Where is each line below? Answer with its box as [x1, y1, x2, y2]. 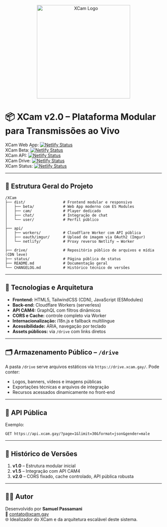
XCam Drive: [5, 158, 31, 164]
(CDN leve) [5, 252, 28, 257]
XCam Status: [5, 163, 33, 169]
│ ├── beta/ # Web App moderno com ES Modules [5, 204, 135, 209]
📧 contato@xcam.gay [5, 511, 49, 517]
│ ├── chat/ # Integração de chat [5, 212, 108, 218]
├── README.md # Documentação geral [5, 261, 108, 266]
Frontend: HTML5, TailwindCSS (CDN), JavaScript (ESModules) [12, 297, 143, 303]
